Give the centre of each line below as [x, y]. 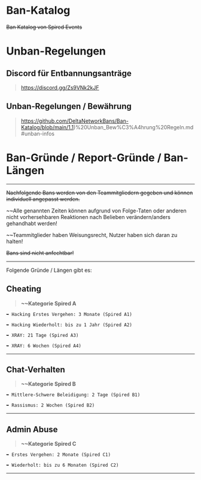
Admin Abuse [32, 429]
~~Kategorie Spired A [48, 303]
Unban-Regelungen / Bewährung [69, 106]
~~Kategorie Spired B [48, 384]
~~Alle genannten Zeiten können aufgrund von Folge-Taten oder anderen [96, 211]
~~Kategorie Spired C [48, 444]
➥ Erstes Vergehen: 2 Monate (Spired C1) [59, 455]
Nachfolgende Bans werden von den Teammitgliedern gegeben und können [100, 193]
